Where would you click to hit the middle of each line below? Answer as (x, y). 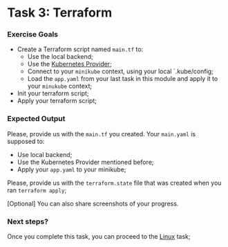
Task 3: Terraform (60, 13)
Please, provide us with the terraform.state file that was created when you (114, 183)
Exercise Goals (33, 35)
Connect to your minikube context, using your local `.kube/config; (121, 71)
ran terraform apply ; (37, 190)
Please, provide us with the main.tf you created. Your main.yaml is (101, 134)
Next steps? (28, 221)
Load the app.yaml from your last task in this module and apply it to (123, 79)
